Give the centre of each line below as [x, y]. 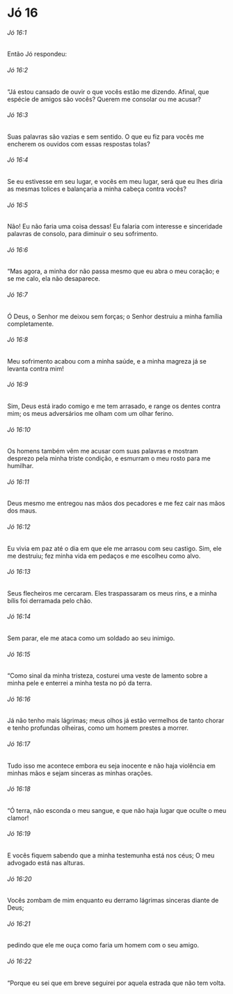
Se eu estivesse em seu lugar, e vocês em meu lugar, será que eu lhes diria [115, 181]
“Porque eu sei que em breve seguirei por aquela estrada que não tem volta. [116, 983]
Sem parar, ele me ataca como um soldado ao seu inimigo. [91, 638]
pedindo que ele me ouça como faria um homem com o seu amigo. [103, 945]
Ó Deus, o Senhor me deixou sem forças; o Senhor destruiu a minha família [115, 316]
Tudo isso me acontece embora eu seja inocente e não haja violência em [111, 766]
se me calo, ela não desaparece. [54, 279]
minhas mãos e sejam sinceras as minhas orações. [80, 773]
